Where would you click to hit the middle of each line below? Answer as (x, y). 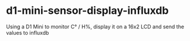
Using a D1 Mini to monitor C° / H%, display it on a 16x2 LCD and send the (95, 27)
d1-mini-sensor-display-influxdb (87, 11)
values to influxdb (28, 32)
